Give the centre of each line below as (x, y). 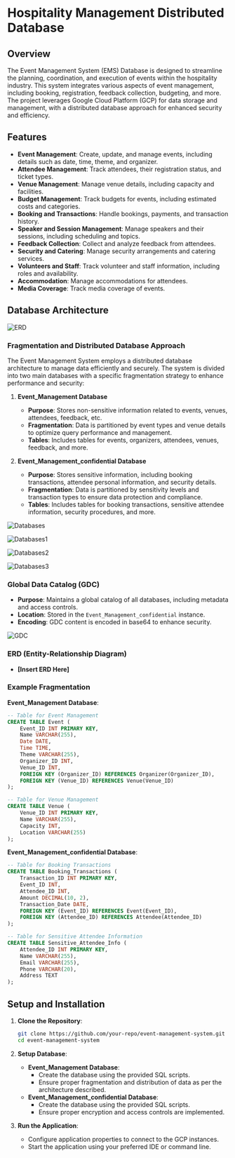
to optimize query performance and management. (100, 432)
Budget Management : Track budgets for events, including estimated (117, 198)
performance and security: (46, 383)
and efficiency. (29, 115)
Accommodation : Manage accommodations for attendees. (102, 281)
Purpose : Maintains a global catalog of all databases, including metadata (123, 600)
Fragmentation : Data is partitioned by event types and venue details (127, 425)
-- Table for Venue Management (53, 800)
